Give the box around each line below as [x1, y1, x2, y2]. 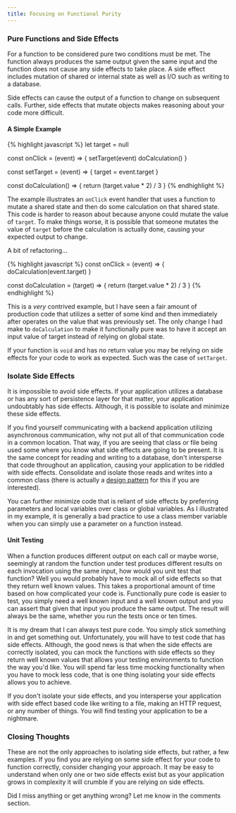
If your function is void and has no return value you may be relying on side [7, 346, 223, 355]
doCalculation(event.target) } [7, 268, 92, 276]
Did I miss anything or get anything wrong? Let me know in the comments [7, 791, 221, 800]
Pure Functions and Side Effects [7, 33, 119, 43]
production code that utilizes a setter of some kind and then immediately [7, 310, 218, 319]
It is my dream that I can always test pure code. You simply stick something [7, 625, 226, 634]
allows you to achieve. [7, 677, 72, 686]
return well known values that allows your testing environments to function [7, 655, 224, 664]
